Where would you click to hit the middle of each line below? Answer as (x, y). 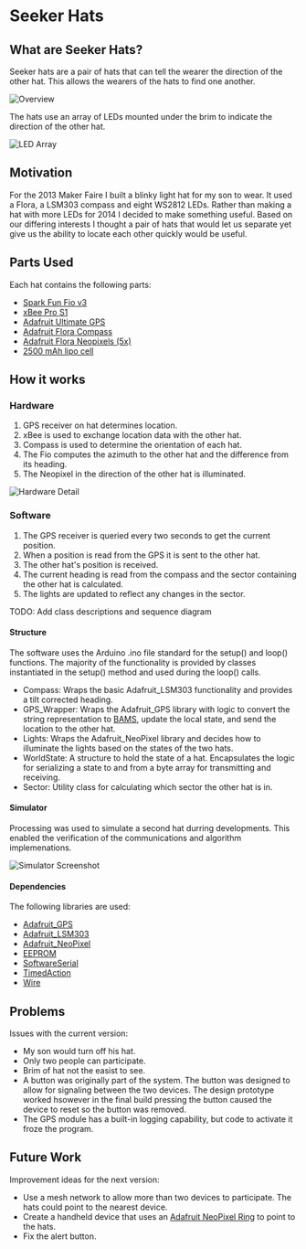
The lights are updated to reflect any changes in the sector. (134, 593)
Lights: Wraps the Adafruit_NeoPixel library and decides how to (142, 738)
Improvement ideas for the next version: (84, 1180)
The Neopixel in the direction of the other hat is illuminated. (134, 474)
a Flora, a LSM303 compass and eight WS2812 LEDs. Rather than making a (151, 204)
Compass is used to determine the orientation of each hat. (132, 445)
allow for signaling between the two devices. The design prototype (148, 1090)
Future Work (46, 1158)
